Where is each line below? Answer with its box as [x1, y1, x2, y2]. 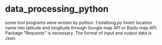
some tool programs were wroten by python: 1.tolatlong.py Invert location [5, 20, 152, 25]
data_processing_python [5, 3, 109, 15]
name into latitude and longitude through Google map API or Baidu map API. [5, 24, 158, 30]
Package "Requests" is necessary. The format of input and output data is [5, 30, 152, 36]
